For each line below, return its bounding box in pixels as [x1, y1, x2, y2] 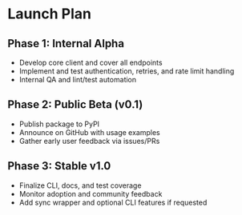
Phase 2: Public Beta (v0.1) [7, 98, 143, 112]
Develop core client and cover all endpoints [18, 58, 163, 67]
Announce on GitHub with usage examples [18, 127, 161, 137]
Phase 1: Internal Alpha [7, 37, 125, 50]
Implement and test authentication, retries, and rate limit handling [18, 66, 235, 76]
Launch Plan [7, 5, 91, 23]
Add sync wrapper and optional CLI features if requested [18, 197, 208, 207]
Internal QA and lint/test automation [18, 75, 137, 84]
